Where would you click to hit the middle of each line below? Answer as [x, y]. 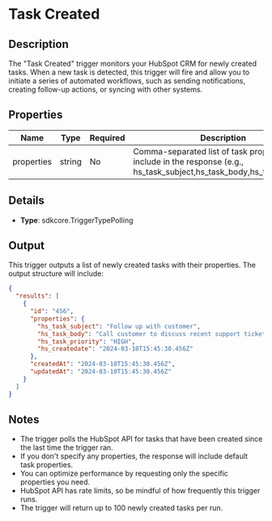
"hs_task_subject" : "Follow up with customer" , [119, 326]
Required [107, 137]
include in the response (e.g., [189, 161]
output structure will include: [56, 273]
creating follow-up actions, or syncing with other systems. [106, 89]
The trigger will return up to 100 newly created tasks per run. [121, 508]
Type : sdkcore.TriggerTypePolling [76, 220]
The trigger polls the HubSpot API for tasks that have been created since [141, 439]
